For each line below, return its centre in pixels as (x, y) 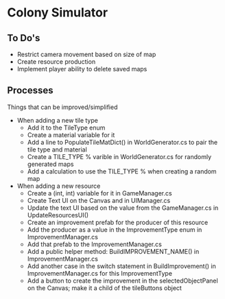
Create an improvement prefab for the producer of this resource (118, 222)
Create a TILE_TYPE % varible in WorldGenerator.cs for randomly (119, 156)
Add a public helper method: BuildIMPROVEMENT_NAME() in (113, 251)
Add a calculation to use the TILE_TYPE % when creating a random (122, 171)
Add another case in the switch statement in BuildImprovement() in (121, 266)
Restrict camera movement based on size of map (86, 54)
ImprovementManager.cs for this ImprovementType (100, 273)
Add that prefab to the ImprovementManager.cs (95, 244)
